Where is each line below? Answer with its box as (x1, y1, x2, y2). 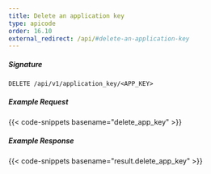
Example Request (8, 96, 69, 106)
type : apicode (8, 19, 57, 28)
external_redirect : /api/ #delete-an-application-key (8, 34, 190, 43)
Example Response (8, 135, 74, 146)
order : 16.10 (8, 27, 53, 35)
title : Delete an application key (8, 11, 125, 20)
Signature (8, 59, 43, 69)
